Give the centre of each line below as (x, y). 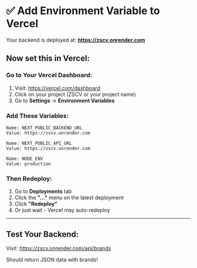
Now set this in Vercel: (48, 58)
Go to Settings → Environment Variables (64, 101)
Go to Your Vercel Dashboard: (49, 75)
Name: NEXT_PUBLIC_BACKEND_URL (44, 128)
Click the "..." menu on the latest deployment (69, 197)
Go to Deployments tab (43, 192)
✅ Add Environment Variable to (83, 11)
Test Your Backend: (43, 234)
